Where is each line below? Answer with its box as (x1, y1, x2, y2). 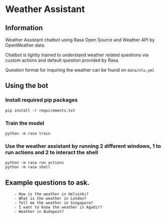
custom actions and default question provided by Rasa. (5, 57, 120, 63)
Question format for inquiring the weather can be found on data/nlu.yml (5, 67, 155, 73)
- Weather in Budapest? (14, 209, 64, 214)
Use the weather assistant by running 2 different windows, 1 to (5, 142, 161, 149)
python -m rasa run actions (5, 160, 64, 165)
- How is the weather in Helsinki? (14, 192, 89, 197)
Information (5, 24, 43, 32)
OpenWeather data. (5, 42, 46, 48)
